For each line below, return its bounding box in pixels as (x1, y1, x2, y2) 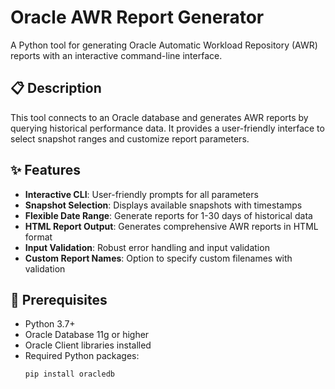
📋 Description (10, 80, 102, 97)
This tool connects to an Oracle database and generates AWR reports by (10, 111, 309, 123)
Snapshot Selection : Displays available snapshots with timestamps (24, 199, 303, 211)
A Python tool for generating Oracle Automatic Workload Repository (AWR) (10, 39, 318, 51)
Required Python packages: (24, 350, 140, 362)
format (24, 231, 53, 243)
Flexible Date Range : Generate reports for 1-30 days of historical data (24, 209, 313, 221)
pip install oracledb (24, 369, 115, 380)
